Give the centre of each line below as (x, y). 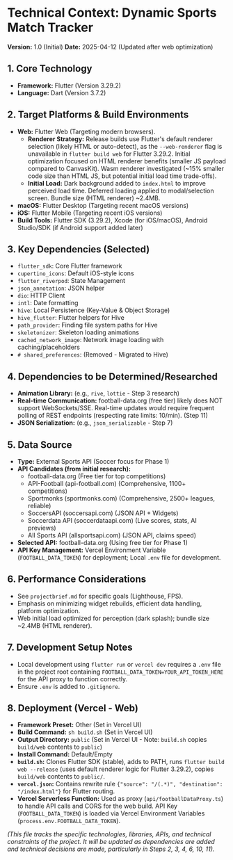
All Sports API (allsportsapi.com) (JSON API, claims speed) (112, 535)
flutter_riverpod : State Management (71, 281)
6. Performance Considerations (77, 579)
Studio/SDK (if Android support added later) (80, 227)
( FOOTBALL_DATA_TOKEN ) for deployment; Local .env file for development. (119, 557)
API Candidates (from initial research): (74, 469)
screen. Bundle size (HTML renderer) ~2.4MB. (94, 198)
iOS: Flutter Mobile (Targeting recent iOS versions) (90, 213)
